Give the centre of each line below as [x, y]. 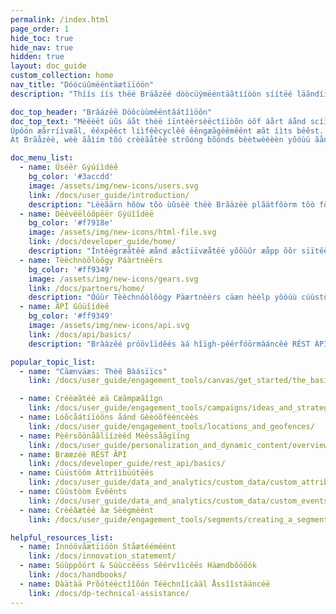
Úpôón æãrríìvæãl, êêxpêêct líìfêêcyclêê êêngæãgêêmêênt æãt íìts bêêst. [167, 131]
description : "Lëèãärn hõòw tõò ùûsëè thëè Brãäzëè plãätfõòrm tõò [171, 204]
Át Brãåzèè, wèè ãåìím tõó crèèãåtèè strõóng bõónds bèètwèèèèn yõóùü [160, 140]
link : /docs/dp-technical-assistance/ [109, 593]
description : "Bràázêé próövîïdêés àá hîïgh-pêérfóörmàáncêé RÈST [169, 344]
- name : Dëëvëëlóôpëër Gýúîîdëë [87, 214]
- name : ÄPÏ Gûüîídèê [64, 307]
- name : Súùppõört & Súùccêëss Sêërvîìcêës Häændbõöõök [138, 566]
